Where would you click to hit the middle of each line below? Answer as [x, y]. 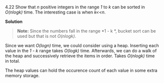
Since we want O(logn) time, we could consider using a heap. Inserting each [82, 45]
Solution [14, 22]
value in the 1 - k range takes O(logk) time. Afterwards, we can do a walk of [81, 51]
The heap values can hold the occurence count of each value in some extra [81, 70]
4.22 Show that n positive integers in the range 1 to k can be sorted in [75, 7]
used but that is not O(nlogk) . [47, 36]
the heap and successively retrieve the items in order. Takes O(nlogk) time [80, 56]
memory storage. [23, 75]
